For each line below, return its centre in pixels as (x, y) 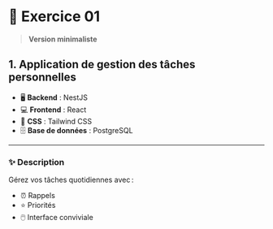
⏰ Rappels (37, 196)
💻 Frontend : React (53, 110)
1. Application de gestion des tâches (102, 65)
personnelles (43, 78)
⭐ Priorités (38, 205)
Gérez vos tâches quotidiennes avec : (71, 180)
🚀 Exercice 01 (54, 17)
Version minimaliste (63, 39)
